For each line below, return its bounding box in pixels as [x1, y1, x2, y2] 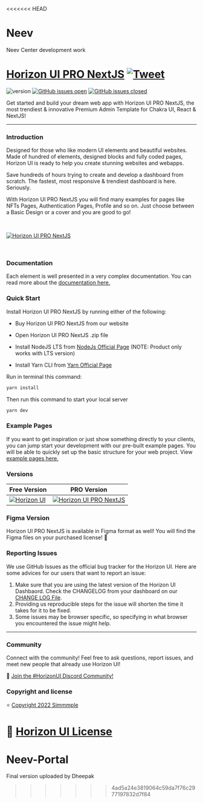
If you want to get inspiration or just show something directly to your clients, [6, 435, 195, 442]
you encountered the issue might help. [14, 620, 111, 627]
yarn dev [6, 407, 28, 413]
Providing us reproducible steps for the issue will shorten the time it [14, 600, 183, 608]
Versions [6, 470, 33, 478]
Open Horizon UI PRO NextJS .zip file [14, 331, 109, 338]
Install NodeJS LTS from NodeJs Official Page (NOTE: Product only [14, 343, 182, 350]
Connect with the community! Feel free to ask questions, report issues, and [6, 654, 193, 661]
